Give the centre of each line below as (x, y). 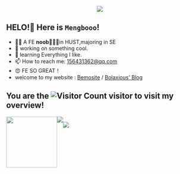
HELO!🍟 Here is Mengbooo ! (53, 28)
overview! (25, 105)
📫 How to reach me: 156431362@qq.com (66, 61)
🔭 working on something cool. (51, 48)
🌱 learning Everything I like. (48, 54)
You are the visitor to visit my (90, 96)
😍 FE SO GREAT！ (37, 70)
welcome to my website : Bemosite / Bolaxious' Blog (79, 77)
